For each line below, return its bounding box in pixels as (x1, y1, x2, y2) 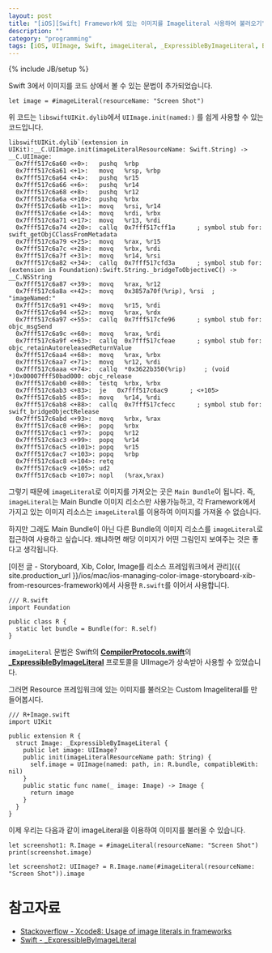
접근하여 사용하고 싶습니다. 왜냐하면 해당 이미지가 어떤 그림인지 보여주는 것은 (8, 534, 251, 544)
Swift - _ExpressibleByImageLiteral (19, 935, 137, 945)
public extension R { (8, 732, 82, 741)
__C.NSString (8, 273, 53, 282)
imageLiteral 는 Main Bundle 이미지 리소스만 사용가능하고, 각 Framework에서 (8, 497, 257, 507)
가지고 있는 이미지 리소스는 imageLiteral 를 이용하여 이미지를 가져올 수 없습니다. (8, 507, 261, 517)
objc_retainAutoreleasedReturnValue (8, 344, 132, 352)
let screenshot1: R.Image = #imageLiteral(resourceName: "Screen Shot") (8, 841, 259, 850)
